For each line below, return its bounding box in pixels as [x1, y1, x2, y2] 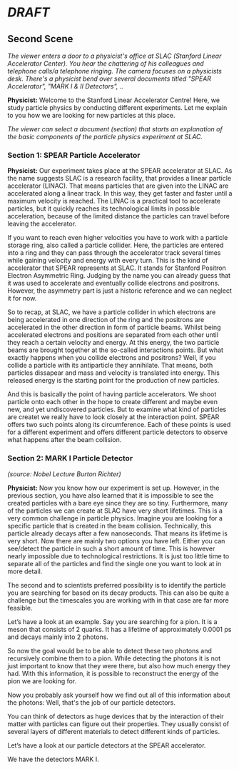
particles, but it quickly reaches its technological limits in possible [7, 204, 200, 213]
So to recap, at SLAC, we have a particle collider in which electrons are [7, 308, 216, 316]
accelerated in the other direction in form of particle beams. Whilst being [7, 323, 221, 332]
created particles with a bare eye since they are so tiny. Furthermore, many [7, 498, 228, 507]
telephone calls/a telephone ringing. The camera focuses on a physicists [7, 67, 223, 75]
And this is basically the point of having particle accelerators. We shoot [7, 390, 217, 398]
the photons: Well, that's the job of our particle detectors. [7, 698, 176, 707]
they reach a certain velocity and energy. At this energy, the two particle [7, 338, 220, 347]
